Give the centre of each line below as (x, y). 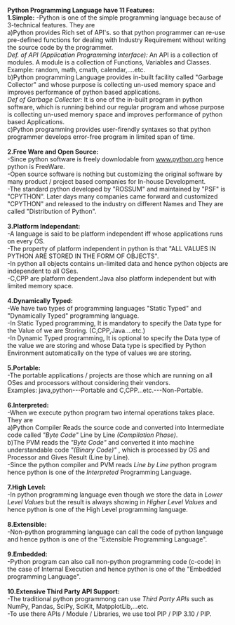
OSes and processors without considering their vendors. (89, 383)
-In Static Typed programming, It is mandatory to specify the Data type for (115, 323)
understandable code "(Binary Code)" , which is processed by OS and (109, 450)
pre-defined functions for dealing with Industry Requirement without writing (117, 40)
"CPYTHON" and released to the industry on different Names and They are (115, 204)
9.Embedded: (27, 554)
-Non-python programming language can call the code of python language (115, 532)
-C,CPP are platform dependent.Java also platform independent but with (112, 278)
